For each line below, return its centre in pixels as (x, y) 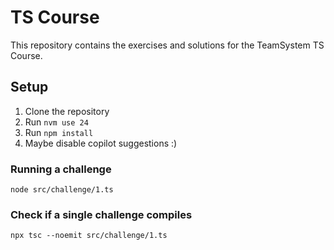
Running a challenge (61, 169)
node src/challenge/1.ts (62, 190)
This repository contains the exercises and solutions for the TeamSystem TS (167, 45)
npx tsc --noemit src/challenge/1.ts (89, 236)
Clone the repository (67, 111)
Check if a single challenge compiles (101, 214)
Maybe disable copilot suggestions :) (101, 143)
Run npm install (59, 132)
